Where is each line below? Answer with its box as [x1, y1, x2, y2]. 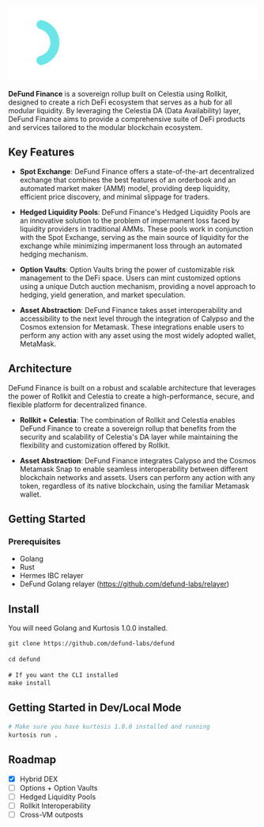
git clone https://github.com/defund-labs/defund [8, 640, 175, 648]
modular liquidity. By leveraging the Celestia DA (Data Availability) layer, [8, 106, 241, 116]
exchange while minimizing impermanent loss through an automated [19, 241, 243, 250]
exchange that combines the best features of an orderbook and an [19, 175, 236, 185]
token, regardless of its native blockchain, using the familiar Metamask [19, 481, 250, 490]
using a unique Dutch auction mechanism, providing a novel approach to [19, 281, 256, 291]
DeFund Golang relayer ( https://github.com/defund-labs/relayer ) [19, 579, 230, 589]
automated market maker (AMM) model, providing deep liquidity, [19, 183, 231, 192]
